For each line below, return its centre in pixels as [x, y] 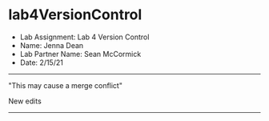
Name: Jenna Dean [52, 45]
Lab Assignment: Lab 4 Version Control [84, 37]
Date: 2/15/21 [42, 63]
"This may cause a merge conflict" [65, 85]
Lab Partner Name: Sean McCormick [80, 54]
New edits [25, 101]
